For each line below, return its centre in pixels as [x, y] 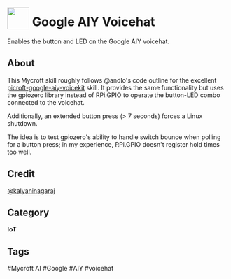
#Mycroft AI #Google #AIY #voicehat [61, 269]
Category [28, 212]
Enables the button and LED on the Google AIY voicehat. [89, 41]
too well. [20, 152]
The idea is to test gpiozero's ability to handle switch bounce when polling [114, 137]
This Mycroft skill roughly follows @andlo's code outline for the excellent [112, 80]
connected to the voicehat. [46, 102]
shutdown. [22, 123]
